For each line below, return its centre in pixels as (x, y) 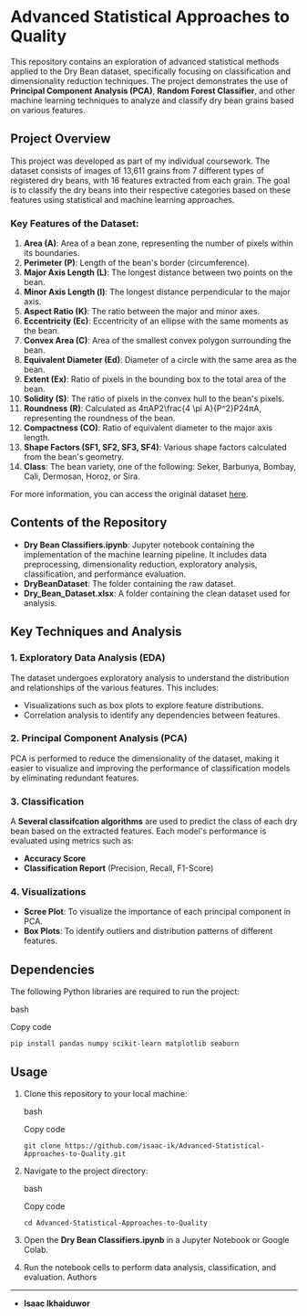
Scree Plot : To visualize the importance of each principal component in (157, 912)
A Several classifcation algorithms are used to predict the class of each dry (154, 822)
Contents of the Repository (89, 523)
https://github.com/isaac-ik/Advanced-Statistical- (164, 1146)
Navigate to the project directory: (86, 1171)
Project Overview (61, 139)
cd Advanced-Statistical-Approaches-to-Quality (115, 1223)
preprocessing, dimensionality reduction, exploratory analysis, (140, 564)
